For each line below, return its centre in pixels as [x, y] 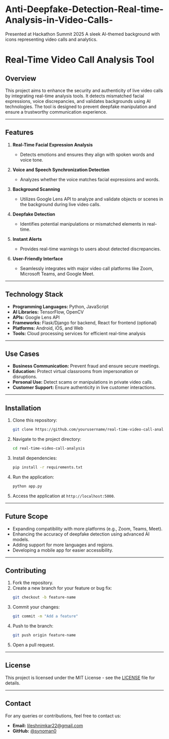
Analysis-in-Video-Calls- [59, 20]
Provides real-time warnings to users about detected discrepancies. [90, 249]
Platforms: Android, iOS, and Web [48, 328]
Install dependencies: [35, 458]
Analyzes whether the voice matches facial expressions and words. [90, 179]
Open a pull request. [34, 645]
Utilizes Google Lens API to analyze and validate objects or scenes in [92, 199]
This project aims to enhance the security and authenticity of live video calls [84, 90]
